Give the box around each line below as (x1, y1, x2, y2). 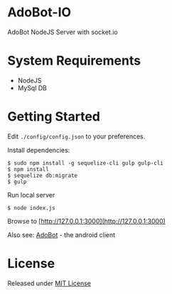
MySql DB (17, 83, 48, 92)
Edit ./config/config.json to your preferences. (7, 132, 146, 141)
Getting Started (7, 109, 101, 125)
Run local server (7, 190, 55, 199)
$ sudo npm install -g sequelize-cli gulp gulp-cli (7, 159, 163, 167)
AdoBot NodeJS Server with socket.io (7, 28, 119, 36)
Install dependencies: (7, 146, 70, 154)
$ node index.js (7, 204, 55, 212)
